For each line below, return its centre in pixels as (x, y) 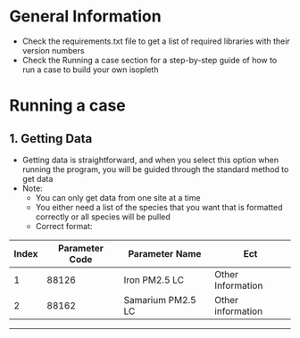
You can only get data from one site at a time (118, 197)
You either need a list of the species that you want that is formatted (159, 207)
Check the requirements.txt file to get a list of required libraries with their (156, 41)
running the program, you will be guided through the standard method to (155, 169)
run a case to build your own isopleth (90, 70)
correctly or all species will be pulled (103, 217)
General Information (86, 16)
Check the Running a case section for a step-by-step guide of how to (150, 60)
